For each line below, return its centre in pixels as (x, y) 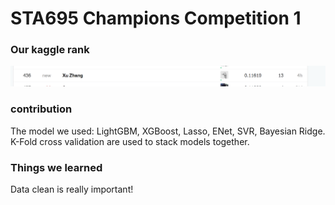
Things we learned (56, 167)
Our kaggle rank (50, 50)
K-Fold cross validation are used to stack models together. (130, 141)
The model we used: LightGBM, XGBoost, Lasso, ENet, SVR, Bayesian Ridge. (168, 131)
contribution (41, 109)
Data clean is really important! (72, 189)
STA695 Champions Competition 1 (156, 18)
